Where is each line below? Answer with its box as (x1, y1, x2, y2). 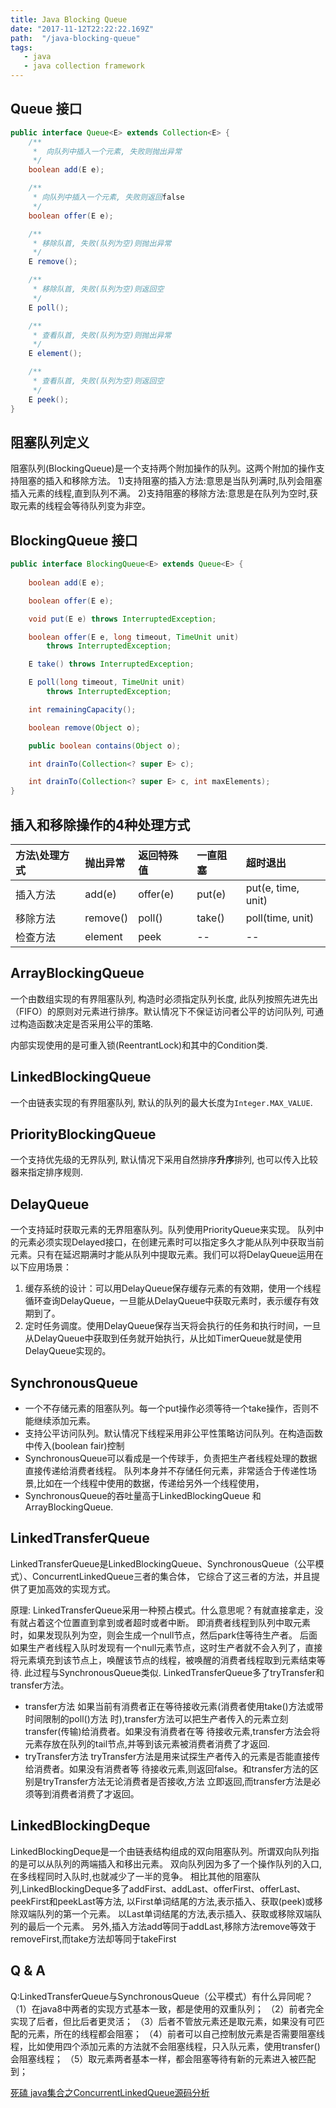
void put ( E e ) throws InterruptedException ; (28, 614, 217, 624)
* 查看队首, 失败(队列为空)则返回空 (32, 376, 165, 386)
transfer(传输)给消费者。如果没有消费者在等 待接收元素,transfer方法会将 (24, 1725, 321, 1737)
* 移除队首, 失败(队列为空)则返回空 (32, 284, 165, 295)
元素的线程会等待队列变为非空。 (18, 500, 151, 512)
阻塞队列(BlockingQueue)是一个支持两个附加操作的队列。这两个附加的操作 (10, 462, 317, 475)
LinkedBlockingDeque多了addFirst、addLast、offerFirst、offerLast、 (21, 1882, 307, 1895)
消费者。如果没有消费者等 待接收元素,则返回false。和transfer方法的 (33, 1762, 311, 1775)
